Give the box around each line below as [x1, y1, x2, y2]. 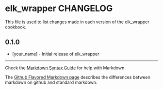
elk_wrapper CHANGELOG [5, 3, 113, 14]
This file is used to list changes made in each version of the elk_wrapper [5, 19, 149, 25]
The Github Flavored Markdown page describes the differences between [5, 74, 150, 80]
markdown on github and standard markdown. [5, 79, 98, 85]
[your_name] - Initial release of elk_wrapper [12, 51, 99, 57]
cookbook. [5, 24, 27, 30]
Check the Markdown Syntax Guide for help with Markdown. [5, 65, 126, 71]
